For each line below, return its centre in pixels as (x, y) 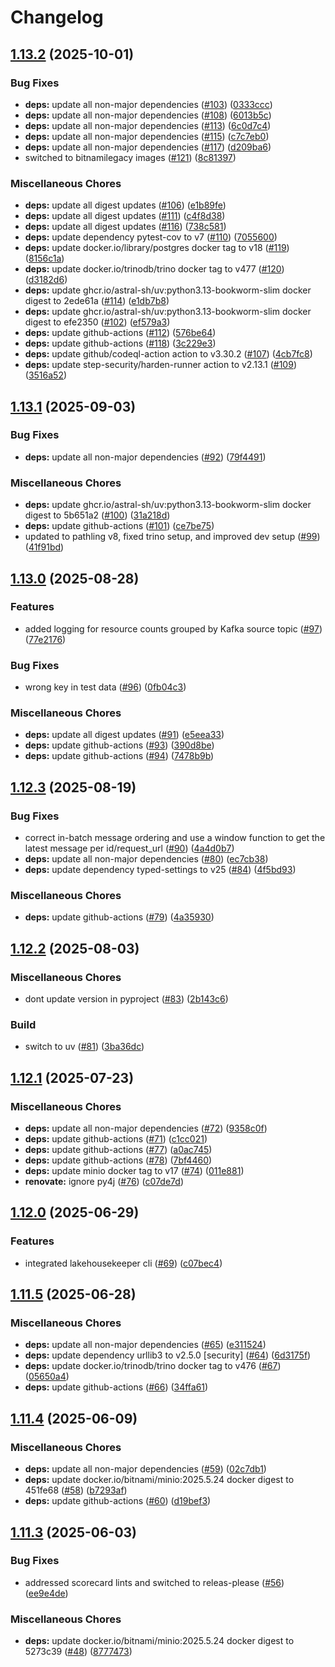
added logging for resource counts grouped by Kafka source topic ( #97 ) (173, 628)
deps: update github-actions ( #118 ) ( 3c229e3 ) (120, 343)
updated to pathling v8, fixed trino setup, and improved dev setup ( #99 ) (172, 537)
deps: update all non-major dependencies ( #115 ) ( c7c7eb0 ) (147, 136)
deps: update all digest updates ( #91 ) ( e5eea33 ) (124, 735)
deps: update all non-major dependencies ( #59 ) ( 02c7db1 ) (145, 1469)
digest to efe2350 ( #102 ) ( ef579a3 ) (97, 322)
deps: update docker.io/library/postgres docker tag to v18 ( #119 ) (157, 248)
